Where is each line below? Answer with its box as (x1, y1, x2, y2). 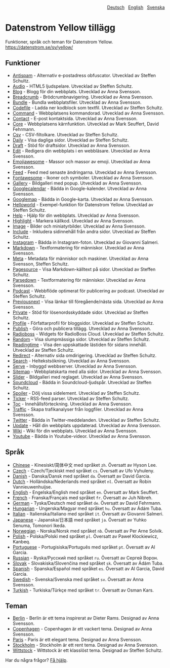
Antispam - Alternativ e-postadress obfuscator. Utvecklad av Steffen (12, 72, 156, 78)
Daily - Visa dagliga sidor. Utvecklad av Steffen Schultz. (12, 137, 129, 143)
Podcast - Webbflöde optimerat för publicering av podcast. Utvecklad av (12, 287, 164, 293)
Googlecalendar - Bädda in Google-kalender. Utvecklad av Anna (12, 185, 147, 192)
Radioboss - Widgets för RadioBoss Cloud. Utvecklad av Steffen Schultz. (12, 330, 164, 337)
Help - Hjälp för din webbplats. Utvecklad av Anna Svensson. (12, 212, 140, 218)
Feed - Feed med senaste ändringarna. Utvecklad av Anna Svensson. (12, 169, 158, 175)
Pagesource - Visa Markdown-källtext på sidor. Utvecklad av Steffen (12, 266, 156, 272)
